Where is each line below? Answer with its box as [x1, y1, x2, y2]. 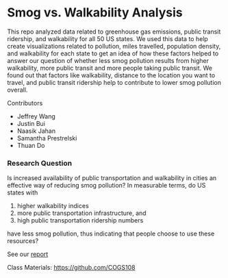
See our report [7, 250, 49, 258]
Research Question [7, 158, 73, 168]
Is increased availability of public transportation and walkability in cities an [7, 174, 217, 182]
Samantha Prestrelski [16, 134, 77, 142]
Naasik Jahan [16, 127, 56, 135]
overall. [7, 86, 28, 94]
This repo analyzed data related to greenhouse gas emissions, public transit [7, 27, 221, 36]
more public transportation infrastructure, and [16, 209, 147, 217]
